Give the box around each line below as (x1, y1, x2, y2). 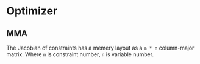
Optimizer (6, 4, 58, 18)
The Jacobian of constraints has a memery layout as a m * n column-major (6, 44, 195, 51)
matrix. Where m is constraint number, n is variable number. (6, 51, 154, 58)
